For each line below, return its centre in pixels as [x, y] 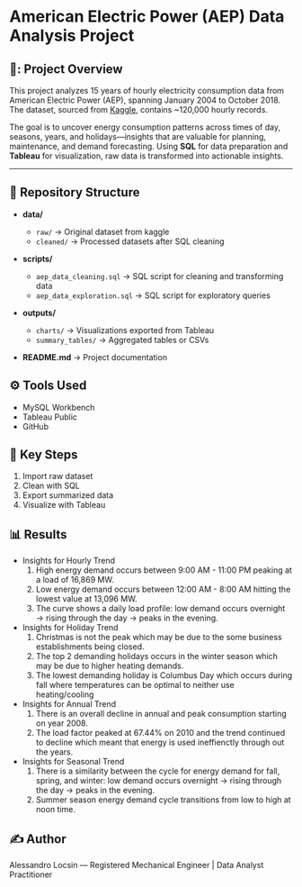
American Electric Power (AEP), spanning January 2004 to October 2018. [145, 100]
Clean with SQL [51, 486]
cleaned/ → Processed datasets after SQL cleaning [130, 241]
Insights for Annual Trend [69, 704]
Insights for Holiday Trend [70, 628]
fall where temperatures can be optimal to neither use [135, 685]
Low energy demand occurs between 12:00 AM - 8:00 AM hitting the [163, 589]
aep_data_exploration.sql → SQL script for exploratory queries [153, 295]
